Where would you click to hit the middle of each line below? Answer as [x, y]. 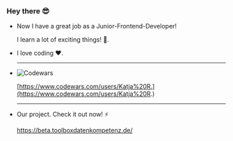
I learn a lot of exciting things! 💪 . [63, 40]
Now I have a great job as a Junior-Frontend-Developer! [97, 26]
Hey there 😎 [28, 11]
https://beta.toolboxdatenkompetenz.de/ [74, 131]
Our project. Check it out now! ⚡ [63, 115]
